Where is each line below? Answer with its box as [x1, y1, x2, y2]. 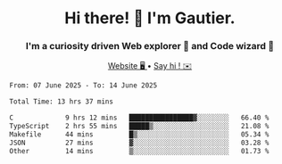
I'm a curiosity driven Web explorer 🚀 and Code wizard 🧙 [25, 40, 275, 53]
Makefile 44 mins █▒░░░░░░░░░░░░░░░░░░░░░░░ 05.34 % [9, 129, 270, 139]
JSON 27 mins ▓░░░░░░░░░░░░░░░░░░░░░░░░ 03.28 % [9, 138, 270, 147]
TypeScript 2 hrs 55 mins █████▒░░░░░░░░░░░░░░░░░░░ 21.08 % [9, 122, 270, 131]
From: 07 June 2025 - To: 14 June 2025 [9, 81, 158, 90]
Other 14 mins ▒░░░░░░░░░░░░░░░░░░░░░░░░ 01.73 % [9, 146, 270, 155]
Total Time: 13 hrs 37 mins [9, 97, 114, 106]
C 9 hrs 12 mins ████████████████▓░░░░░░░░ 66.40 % [9, 113, 270, 123]
